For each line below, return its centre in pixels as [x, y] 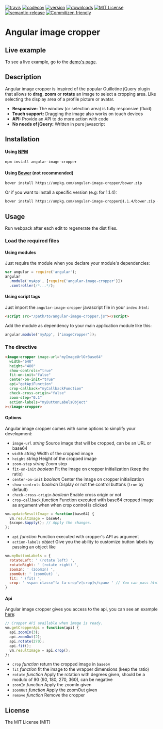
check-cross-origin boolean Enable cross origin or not [67, 494]
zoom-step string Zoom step [40, 463]
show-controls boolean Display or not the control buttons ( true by [78, 484]
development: [19, 433]
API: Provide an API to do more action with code [60, 119]
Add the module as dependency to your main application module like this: [78, 325]
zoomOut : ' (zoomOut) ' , [34, 574]
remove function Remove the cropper [49, 695]
